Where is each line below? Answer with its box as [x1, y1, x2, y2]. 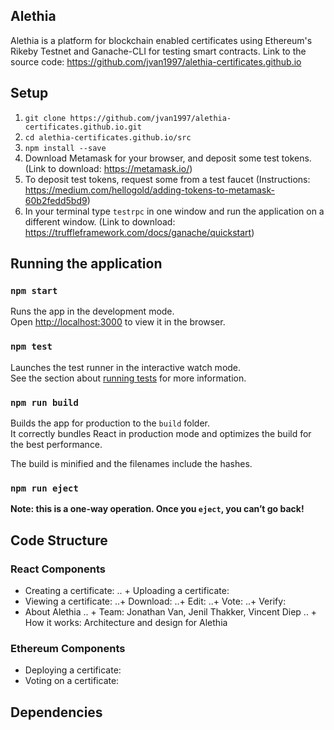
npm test [10, 341, 53, 353]
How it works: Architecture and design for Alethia [24, 616, 228, 628]
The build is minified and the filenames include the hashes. [10, 457, 253, 469]
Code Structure [10, 532, 108, 549]
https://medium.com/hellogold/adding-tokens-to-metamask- [24, 184, 275, 196]
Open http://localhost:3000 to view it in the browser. [10, 316, 226, 328]
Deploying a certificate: [24, 664, 122, 676]
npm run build [10, 397, 79, 408]
